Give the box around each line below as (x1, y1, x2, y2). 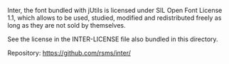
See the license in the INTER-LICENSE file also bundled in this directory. (7, 35, 218, 43)
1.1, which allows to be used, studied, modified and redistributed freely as (7, 14, 222, 22)
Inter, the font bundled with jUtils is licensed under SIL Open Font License (7, 6, 223, 14)
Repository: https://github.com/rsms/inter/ (7, 49, 132, 57)
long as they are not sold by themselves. (7, 21, 126, 29)
